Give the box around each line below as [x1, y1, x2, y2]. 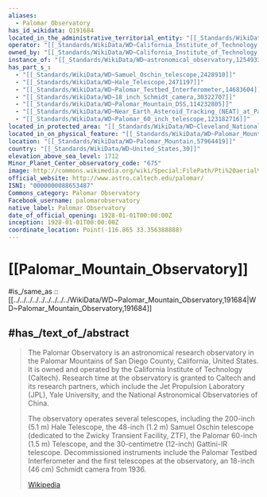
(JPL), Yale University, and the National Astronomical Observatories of [27, 390, 258, 399]
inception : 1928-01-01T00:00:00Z [8, 219, 119, 227]
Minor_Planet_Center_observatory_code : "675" [8, 160, 161, 168]
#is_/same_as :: [8, 286, 59, 296]
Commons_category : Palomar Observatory [8, 188, 141, 197]
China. [27, 398, 49, 408]
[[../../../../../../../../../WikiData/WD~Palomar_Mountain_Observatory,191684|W [8, 295, 257, 305]
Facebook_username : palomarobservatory [8, 196, 141, 204]
